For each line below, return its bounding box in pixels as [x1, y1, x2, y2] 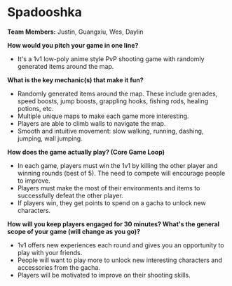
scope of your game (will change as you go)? [7, 227, 141, 235]
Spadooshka [7, 4, 83, 20]
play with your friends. [17, 248, 83, 256]
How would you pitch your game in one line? [7, 41, 139, 49]
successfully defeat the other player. [17, 191, 124, 200]
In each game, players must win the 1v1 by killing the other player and [17, 161, 218, 169]
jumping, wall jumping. [17, 134, 83, 143]
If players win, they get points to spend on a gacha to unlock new [17, 198, 206, 207]
